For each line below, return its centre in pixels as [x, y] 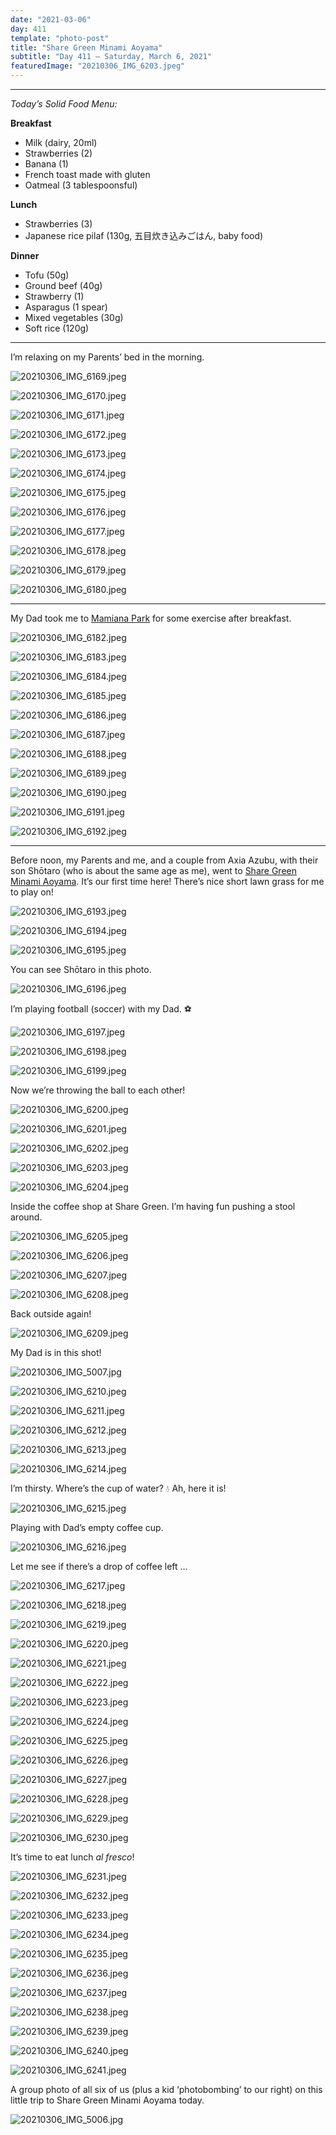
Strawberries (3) [58, 224]
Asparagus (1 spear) [66, 307]
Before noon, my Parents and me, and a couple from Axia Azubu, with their [164, 860]
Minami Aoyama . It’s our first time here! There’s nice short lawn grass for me [167, 881]
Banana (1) [46, 164]
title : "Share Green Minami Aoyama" [86, 47]
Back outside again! [51, 1314]
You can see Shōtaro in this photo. [81, 969]
